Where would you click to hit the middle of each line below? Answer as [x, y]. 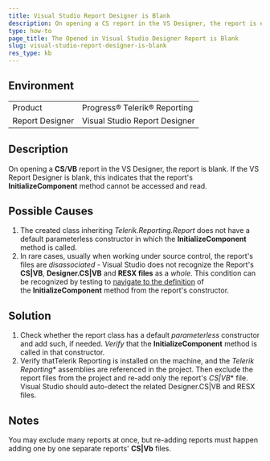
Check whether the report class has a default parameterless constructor [140, 335]
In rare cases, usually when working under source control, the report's [136, 256]
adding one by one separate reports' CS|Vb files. [90, 449]
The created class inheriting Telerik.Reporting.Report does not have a [135, 230]
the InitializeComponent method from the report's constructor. [125, 290]
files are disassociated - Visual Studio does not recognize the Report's [137, 265]
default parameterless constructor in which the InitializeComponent [133, 239]
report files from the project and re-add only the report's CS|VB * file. [134, 378]
